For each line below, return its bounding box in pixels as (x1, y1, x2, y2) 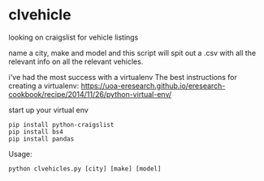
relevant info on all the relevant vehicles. (8, 57, 144, 66)
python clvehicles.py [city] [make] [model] (8, 164, 162, 173)
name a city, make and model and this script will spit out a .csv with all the (8, 48, 257, 57)
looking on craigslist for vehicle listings (8, 32, 139, 42)
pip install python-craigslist (8, 120, 115, 128)
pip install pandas (8, 135, 75, 143)
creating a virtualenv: (8, 81, 80, 90)
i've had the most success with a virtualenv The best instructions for (8, 72, 237, 82)
